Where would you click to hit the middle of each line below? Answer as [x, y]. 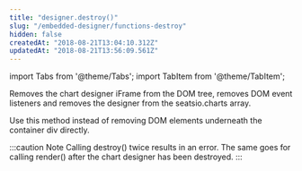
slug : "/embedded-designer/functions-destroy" [98, 26]
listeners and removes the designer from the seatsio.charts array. [130, 103]
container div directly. [49, 130]
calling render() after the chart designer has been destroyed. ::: [126, 157]
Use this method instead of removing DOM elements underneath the [136, 121]
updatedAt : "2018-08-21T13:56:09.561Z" [84, 51]
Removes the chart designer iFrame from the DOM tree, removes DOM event [151, 94]
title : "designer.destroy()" [64, 17]
